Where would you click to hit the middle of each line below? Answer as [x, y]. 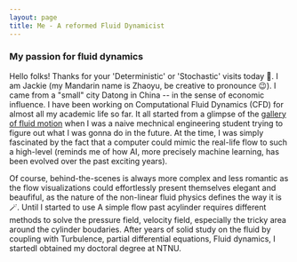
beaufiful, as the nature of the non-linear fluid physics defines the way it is [145, 197]
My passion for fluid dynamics [76, 57]
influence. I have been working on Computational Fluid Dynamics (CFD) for [147, 104]
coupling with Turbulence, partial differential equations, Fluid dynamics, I [142, 238]
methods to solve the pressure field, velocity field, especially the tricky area [148, 219]
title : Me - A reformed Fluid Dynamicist [87, 26]
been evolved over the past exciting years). [88, 161]
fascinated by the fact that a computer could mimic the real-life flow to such [148, 142]
